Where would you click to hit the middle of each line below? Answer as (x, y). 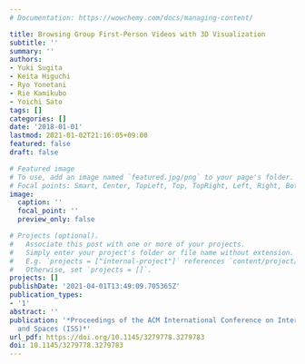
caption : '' (40, 202)
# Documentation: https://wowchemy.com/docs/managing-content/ (132, 18)
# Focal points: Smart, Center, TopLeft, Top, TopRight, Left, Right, (146, 186)
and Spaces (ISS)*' (54, 329)
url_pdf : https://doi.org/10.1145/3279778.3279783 (107, 337)
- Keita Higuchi (40, 77)
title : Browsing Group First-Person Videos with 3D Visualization (138, 34)
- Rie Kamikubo (38, 93)
